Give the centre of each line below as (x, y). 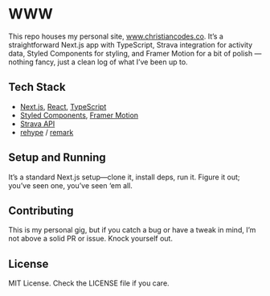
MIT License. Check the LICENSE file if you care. (89, 283)
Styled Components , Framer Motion (79, 115)
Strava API (37, 123)
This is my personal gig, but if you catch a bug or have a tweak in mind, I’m (132, 230)
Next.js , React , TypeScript (63, 106)
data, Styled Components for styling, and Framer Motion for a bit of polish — (135, 53)
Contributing (41, 210)
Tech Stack (37, 87)
